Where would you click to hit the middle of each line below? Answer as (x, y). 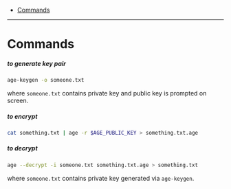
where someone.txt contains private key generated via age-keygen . (101, 178)
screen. (18, 101)
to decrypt (22, 148)
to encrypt (22, 116)
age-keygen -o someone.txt (46, 80)
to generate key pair (37, 63)
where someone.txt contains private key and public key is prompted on (107, 93)
